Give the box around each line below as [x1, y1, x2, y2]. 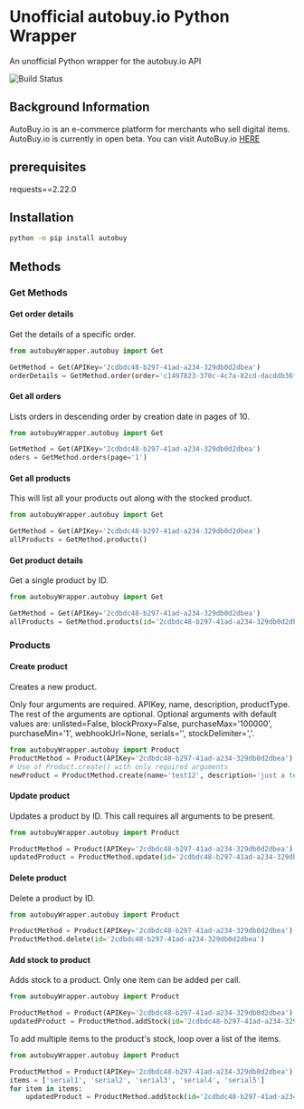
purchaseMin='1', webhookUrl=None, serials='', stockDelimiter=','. [9, 728, 255, 738]
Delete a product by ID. [9, 892, 95, 903]
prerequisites [9, 160, 87, 175]
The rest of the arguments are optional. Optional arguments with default [9, 709, 278, 719]
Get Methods [9, 286, 68, 298]
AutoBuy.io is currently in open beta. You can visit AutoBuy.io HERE [9, 133, 261, 144]
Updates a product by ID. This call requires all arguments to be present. [9, 810, 276, 822]
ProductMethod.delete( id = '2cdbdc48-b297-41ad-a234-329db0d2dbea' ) [9, 935, 265, 944]
